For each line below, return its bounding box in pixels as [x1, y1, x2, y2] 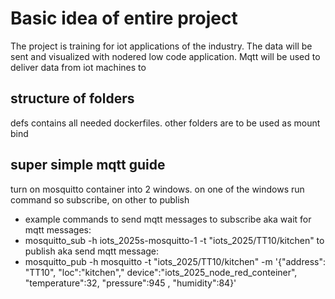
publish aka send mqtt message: [24, 245, 160, 257]
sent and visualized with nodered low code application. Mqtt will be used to [10, 50, 321, 62]
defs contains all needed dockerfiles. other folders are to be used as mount [10, 117, 321, 129]
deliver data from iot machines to [10, 61, 147, 73]
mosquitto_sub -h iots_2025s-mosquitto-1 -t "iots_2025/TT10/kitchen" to [24, 234, 325, 246]
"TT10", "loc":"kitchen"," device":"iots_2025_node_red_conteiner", [24, 266, 298, 278]
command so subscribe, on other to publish [10, 193, 190, 206]
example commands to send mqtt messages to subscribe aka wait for [24, 213, 312, 225]
